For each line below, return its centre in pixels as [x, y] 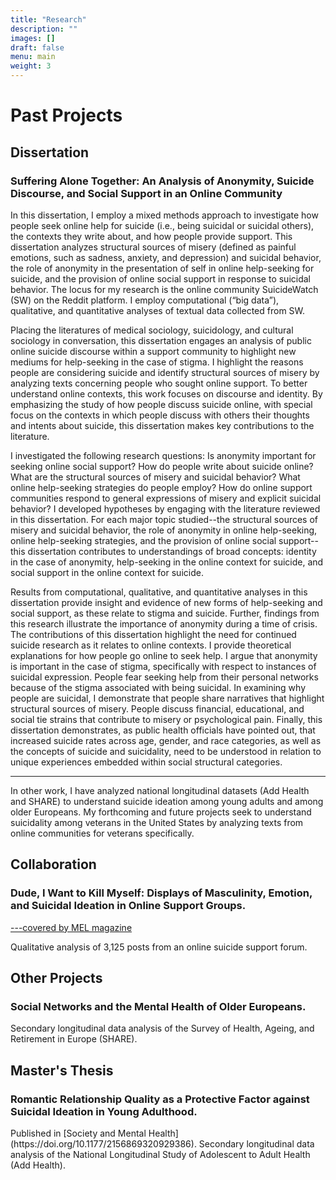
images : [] [33, 38]
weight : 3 [31, 66]
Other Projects [56, 977]
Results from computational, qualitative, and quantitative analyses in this [159, 592]
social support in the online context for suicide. [107, 572]
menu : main [33, 57]
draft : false [37, 47]
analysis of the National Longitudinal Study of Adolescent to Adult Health [160, 1154]
